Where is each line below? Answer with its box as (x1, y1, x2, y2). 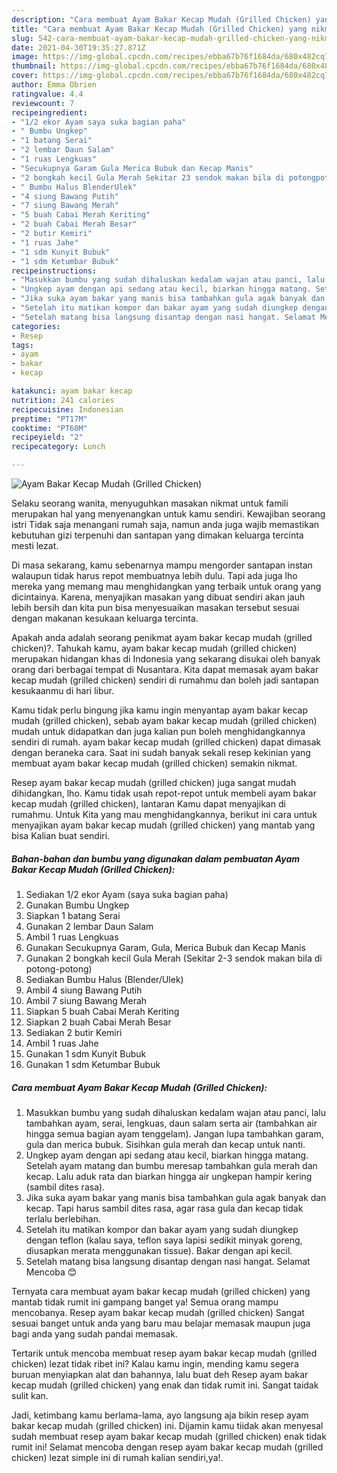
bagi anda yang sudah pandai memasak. (11, 1327, 178, 1340)
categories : (11, 321, 61, 331)
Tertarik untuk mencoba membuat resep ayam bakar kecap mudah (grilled (11, 1347, 318, 1359)
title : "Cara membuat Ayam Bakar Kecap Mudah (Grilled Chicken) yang (11, 24, 308, 34)
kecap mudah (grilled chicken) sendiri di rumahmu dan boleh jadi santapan (11, 674, 319, 686)
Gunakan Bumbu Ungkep (25, 899, 130, 911)
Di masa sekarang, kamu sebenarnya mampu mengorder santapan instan (11, 559, 313, 571)
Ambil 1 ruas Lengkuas (25, 931, 119, 943)
